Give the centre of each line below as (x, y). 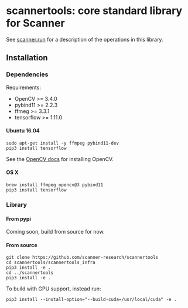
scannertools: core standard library (94, 11)
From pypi (18, 218)
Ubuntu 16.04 (23, 131)
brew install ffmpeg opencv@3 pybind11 (55, 185)
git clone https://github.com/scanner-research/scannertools (82, 258)
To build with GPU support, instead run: (54, 289)
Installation (27, 58)
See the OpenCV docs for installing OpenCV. (60, 159)
